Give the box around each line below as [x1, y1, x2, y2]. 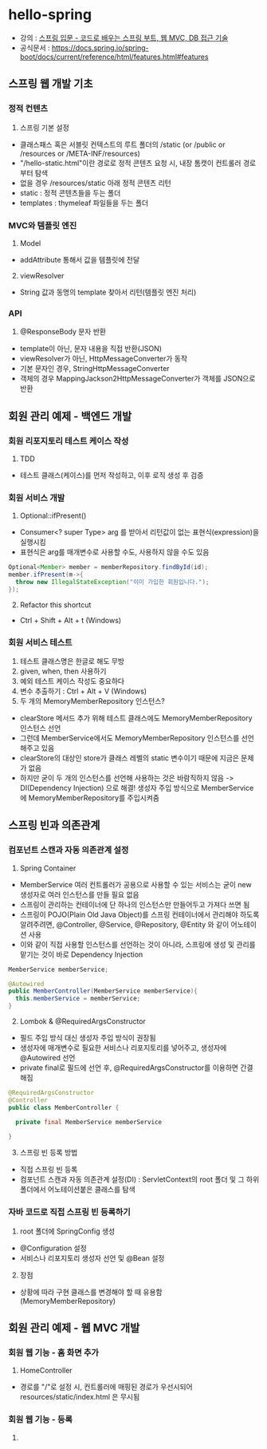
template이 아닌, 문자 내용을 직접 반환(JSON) [19, 344, 162, 353]
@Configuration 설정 [19, 1243, 88, 1253]
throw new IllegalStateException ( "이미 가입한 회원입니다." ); [15, 578, 210, 586]
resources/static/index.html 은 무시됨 [19, 1392, 140, 1402]
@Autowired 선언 [19, 1053, 76, 1063]
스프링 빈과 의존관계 [8, 819, 100, 832]
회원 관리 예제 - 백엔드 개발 [8, 409, 132, 423]
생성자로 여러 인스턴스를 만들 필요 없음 [19, 890, 139, 899]
